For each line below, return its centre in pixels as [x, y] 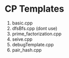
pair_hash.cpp [27, 50]
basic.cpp [22, 23]
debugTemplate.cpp [33, 44]
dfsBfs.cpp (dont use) [34, 28]
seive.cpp [22, 39]
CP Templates [34, 9]
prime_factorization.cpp [37, 34]
